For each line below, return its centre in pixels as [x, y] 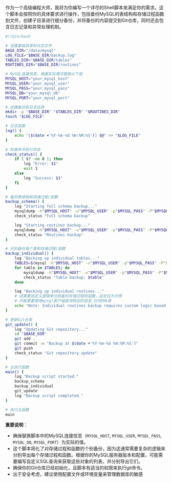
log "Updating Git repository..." [51, 329]
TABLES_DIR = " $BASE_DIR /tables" [39, 60]
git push [24, 348]
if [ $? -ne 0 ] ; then [39, 159]
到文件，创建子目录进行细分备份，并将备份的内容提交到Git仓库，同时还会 [82, 20]
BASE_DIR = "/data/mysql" [31, 50]
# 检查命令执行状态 [23, 149]
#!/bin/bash [18, 36]
